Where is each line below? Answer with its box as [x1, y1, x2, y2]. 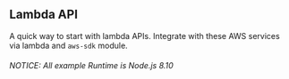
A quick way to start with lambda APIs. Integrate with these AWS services [9, 30, 280, 41]
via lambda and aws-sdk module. [9, 40, 128, 51]
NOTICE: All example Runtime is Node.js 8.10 [9, 60, 174, 71]
